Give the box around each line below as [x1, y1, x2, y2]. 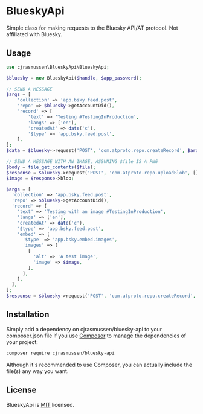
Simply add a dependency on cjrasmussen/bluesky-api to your [6, 325, 163, 333]
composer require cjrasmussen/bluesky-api [6, 350, 115, 356]
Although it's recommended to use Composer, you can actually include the [6, 361, 192, 368]
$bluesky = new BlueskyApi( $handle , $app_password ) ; [6, 75, 142, 81]
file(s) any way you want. [6, 367, 69, 375]
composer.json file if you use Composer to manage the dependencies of [6, 332, 187, 339]
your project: [6, 338, 38, 345]
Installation [6, 310, 50, 320]
